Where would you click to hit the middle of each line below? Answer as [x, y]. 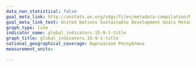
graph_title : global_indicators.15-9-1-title [62, 38]
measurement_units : [30, 49]
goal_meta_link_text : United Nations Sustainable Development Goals [91, 22]
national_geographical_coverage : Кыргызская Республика [75, 44]
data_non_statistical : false [41, 11]
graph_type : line [27, 27]
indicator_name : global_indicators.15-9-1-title [66, 33]
